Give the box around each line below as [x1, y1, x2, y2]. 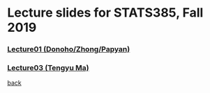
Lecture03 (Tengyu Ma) [7, 63, 89, 73]
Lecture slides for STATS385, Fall [7, 5, 204, 21]
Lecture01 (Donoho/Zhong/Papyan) [7, 44, 130, 54]
